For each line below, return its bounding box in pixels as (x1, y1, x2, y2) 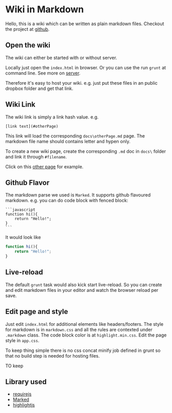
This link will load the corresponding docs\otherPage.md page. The (5, 132, 145, 139)
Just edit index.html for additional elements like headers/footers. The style (5, 321, 164, 327)
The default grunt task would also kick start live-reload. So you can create (5, 281, 163, 288)
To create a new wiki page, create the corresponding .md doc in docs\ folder (5, 148, 166, 154)
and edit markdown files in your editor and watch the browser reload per (5, 287, 159, 293)
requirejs (12, 391, 32, 397)
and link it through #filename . (5, 153, 67, 160)
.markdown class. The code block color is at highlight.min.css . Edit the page (5, 332, 167, 338)
